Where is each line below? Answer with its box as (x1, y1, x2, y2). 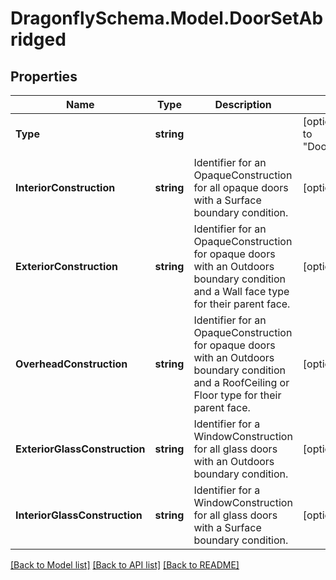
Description (214, 98, 272, 111)
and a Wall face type (193, 285, 290, 298)
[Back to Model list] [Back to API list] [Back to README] (10, 559, 240, 571)
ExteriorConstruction (15, 260, 118, 273)
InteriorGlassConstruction (15, 508, 143, 522)
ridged (10, 28, 67, 51)
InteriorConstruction (15, 181, 116, 194)
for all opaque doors (193, 181, 289, 194)
